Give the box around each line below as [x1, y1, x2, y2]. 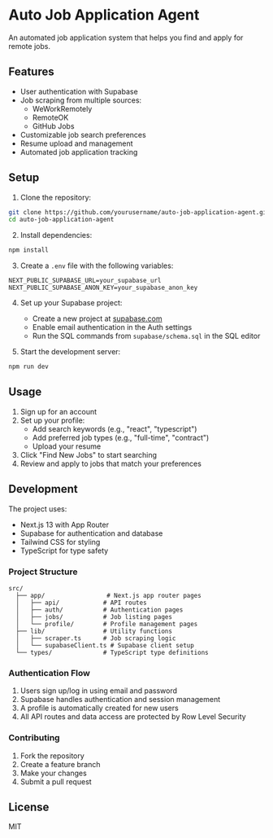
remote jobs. [8, 41, 51, 50]
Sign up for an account [19, 406, 97, 416]
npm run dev [8, 362, 49, 371]
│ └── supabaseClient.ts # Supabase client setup [15, 641, 195, 649]
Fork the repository [19, 751, 85, 761]
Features [8, 65, 54, 79]
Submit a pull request [19, 776, 92, 787]
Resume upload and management [19, 138, 133, 148]
